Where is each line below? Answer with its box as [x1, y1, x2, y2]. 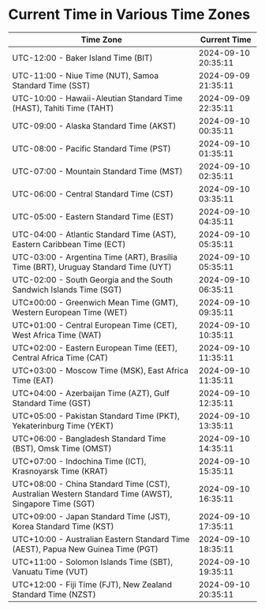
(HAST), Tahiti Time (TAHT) [12, 103, 114, 114]
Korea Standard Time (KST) [12, 521, 114, 532]
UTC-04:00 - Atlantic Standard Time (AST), [12, 229, 177, 240]
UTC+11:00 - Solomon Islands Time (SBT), [12, 556, 174, 567]
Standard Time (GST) [12, 397, 91, 408]
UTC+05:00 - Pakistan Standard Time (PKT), [12, 410, 180, 421]
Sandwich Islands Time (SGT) [12, 284, 122, 295]
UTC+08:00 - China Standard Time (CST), [12, 478, 170, 489]
